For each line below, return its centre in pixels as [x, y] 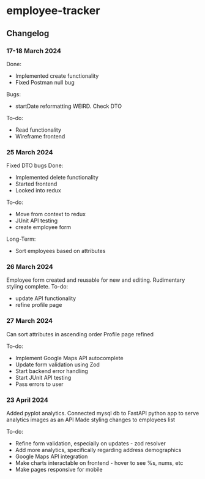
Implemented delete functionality [57, 178]
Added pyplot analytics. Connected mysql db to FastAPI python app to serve [103, 413]
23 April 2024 [28, 400]
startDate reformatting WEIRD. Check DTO [69, 106]
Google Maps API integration [51, 456]
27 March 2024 [30, 321]
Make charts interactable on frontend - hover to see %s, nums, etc [99, 463]
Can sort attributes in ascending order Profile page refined [80, 334]
